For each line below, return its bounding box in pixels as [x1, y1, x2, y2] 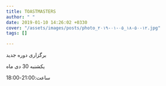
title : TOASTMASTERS [6, 8, 57, 15]
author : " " [6, 14, 35, 20]
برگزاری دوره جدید [6, 51, 47, 59]
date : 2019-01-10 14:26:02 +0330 [6, 19, 88, 25]
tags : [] [6, 30, 27, 36]
